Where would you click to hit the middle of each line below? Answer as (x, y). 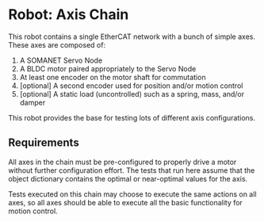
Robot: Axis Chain (69, 15)
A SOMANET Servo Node (61, 60)
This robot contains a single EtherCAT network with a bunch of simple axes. (132, 36)
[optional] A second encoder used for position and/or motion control (131, 86)
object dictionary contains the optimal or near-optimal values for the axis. (128, 178)
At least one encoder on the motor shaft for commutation (113, 77)
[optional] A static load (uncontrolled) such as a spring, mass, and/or (132, 94)
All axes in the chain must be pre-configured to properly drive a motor (122, 162)
